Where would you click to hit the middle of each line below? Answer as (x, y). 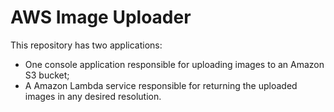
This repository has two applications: (86, 45)
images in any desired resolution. (93, 96)
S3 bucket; (47, 75)
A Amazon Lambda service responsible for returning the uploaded (161, 85)
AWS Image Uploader (101, 17)
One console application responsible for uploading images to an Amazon (174, 64)
